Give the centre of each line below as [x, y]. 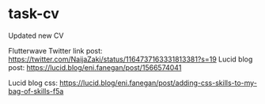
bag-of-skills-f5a [36, 91]
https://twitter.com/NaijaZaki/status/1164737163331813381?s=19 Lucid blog [131, 59]
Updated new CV [36, 35]
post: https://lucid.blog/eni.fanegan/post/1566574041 [95, 67]
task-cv [34, 14]
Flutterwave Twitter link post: [55, 50]
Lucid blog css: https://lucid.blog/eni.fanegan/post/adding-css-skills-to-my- [132, 83]
